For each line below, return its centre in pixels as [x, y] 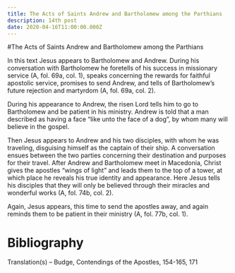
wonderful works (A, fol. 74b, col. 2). [61, 193]
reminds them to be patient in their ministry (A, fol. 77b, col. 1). [98, 214]
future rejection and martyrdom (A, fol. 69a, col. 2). [82, 91]
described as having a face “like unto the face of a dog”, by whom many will [117, 119]
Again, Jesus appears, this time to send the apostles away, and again [108, 207]
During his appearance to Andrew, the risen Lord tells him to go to [103, 104]
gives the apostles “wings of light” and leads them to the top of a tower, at [115, 171]
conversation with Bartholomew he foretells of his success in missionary [112, 68]
